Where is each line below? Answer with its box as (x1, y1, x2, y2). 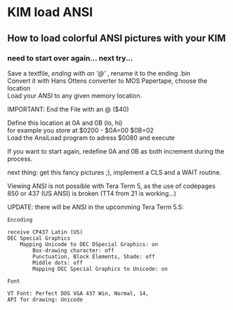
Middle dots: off (32, 259, 83, 267)
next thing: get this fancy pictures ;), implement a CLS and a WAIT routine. (7, 168, 222, 176)
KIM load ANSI (7, 4, 93, 20)
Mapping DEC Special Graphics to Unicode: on (32, 265, 168, 272)
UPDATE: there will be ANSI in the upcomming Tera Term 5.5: (7, 203, 184, 211)
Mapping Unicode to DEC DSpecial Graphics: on (20, 241, 159, 248)
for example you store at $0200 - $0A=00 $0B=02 (7, 126, 154, 134)
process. (7, 154, 33, 163)
